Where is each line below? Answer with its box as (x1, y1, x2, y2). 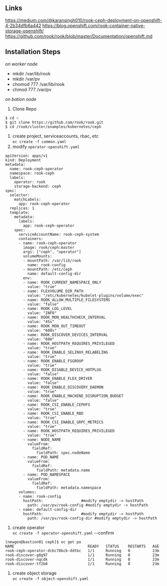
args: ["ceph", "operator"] (23, 249, 81, 254)
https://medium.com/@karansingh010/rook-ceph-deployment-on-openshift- (5, 17, 162, 23)
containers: (18, 236, 43, 241)
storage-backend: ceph (14, 184, 61, 189)
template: (9, 210, 30, 215)
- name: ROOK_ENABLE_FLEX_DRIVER (23, 376, 93, 381)
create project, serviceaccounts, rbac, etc (12, 133, 99, 139)
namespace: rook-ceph (9, 171, 55, 176)
